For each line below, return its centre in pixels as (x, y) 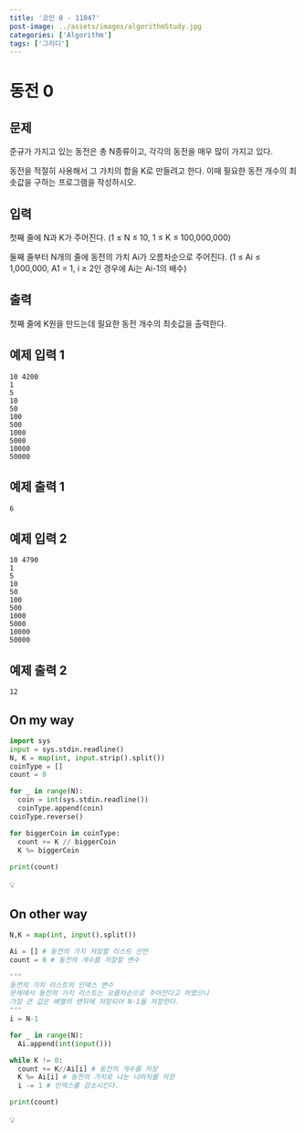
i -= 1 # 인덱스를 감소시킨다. (68, 1086)
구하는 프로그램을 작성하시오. (85, 183)
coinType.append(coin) (61, 809)
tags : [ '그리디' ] (40, 43)
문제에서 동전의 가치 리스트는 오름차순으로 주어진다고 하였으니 (110, 993)
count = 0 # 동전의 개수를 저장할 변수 (74, 959)
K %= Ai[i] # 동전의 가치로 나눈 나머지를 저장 (96, 1077)
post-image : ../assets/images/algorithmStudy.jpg (106, 26)
